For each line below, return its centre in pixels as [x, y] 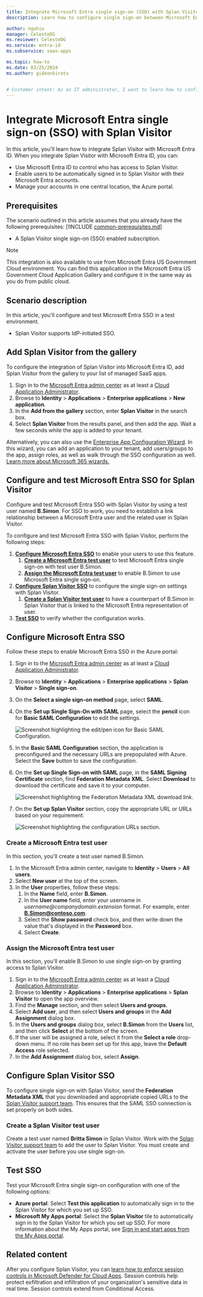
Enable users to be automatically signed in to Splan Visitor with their [99, 174]
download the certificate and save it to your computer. [82, 785]
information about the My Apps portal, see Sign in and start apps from [102, 1229]
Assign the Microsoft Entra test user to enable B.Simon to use [102, 573]
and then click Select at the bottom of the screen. [77, 1031]
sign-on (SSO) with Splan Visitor [89, 132]
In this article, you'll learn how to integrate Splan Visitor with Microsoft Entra [101, 149]
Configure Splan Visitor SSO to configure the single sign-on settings [101, 586]
